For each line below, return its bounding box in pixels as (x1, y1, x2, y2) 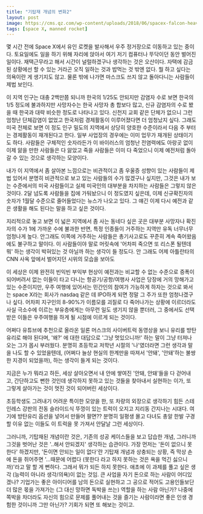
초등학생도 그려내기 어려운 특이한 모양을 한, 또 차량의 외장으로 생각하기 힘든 (6, 397, 184, 405)
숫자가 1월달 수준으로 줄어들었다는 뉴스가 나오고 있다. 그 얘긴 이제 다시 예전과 (6, 197, 187, 204)
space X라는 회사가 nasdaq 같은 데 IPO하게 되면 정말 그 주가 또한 (12, 291, 168, 298)
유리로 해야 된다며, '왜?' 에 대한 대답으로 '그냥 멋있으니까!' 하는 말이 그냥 (6, 334, 176, 342)
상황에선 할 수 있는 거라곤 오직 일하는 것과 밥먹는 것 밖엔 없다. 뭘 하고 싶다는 (12, 66, 192, 73)
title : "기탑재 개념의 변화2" (6, 8, 72, 15)
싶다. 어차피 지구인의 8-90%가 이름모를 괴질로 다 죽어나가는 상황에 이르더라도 (12, 299, 196, 306)
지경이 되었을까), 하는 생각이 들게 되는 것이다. (12, 357, 120, 364)
